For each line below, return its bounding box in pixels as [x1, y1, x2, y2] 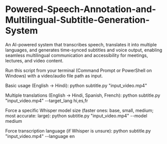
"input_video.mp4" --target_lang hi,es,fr [5, 97, 88, 104]
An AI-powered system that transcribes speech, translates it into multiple [5, 41, 157, 47]
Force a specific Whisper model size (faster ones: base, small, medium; [5, 107, 154, 113]
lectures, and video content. [5, 57, 64, 63]
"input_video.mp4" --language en [5, 133, 75, 139]
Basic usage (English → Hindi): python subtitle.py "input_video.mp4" [5, 82, 147, 89]
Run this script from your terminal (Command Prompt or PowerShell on [5, 67, 152, 74]
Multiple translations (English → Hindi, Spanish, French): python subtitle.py [5, 92, 160, 98]
